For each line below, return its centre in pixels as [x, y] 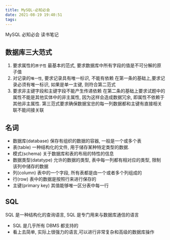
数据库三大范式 [29, 52]
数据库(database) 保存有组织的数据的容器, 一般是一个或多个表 [77, 141]
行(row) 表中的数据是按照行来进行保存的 [54, 179]
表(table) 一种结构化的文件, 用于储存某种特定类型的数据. [71, 147]
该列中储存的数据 [30, 166]
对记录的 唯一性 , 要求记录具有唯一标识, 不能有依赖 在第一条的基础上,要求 [87, 78]
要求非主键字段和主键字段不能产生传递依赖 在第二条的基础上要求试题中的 [89, 91]
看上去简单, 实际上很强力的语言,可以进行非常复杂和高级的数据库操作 [83, 232]
